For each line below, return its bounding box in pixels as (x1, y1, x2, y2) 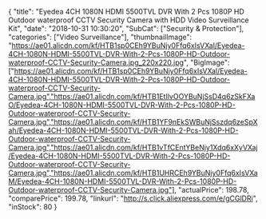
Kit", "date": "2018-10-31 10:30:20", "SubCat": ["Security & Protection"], (8, 24, 244, 33)
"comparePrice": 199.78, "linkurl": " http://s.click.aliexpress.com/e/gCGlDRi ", (8, 193, 258, 203)
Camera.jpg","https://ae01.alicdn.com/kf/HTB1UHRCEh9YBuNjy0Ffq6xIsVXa (8, 168, 258, 177)
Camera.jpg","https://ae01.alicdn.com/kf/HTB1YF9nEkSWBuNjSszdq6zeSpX (8, 117, 258, 126)
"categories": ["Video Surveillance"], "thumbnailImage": (8, 32, 193, 42)
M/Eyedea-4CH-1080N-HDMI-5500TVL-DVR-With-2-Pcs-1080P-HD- (8, 177, 237, 186)
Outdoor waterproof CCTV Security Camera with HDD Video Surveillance (8, 15, 249, 25)
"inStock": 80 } (8, 202, 58, 211)
